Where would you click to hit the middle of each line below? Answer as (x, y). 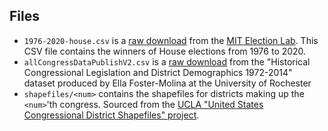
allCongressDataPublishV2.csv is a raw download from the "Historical (167, 61)
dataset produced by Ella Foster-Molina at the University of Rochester (167, 83)
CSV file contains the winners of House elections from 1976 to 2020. (165, 51)
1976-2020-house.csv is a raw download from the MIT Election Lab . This (171, 40)
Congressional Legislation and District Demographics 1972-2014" (158, 72)
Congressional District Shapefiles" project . (111, 115)
